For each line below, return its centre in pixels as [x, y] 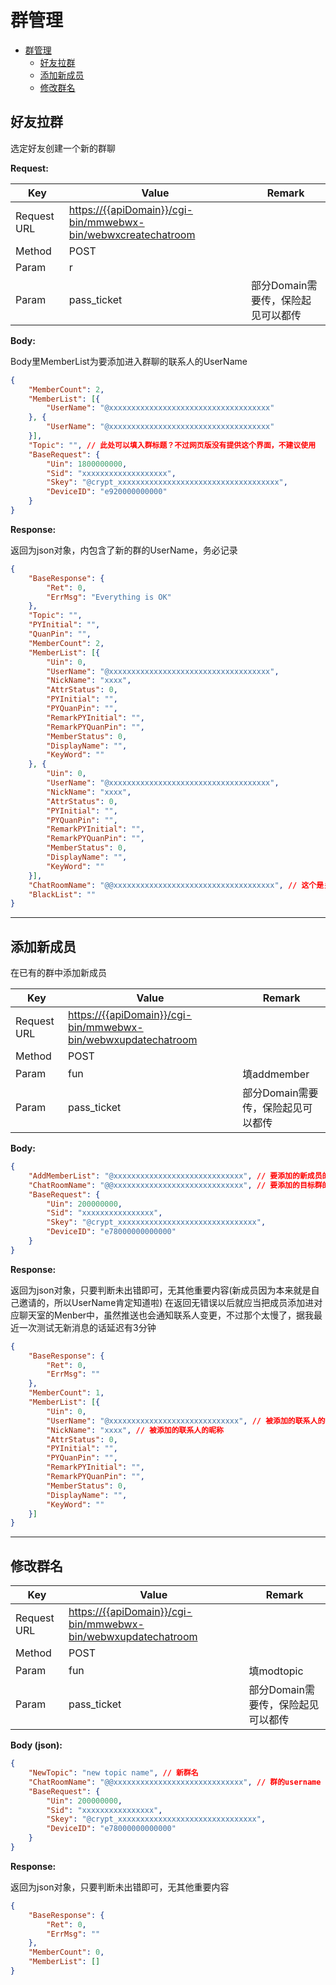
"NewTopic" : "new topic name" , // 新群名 [113, 1773]
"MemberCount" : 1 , [66, 1393]
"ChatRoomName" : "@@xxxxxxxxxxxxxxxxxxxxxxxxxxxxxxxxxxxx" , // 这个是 [176, 885]
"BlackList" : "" [62, 894]
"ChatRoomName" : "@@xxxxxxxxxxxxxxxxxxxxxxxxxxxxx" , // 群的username [175, 1782]
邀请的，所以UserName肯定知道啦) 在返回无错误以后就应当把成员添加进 [166, 1302]
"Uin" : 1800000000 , [87, 464]
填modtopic [276, 1671]
